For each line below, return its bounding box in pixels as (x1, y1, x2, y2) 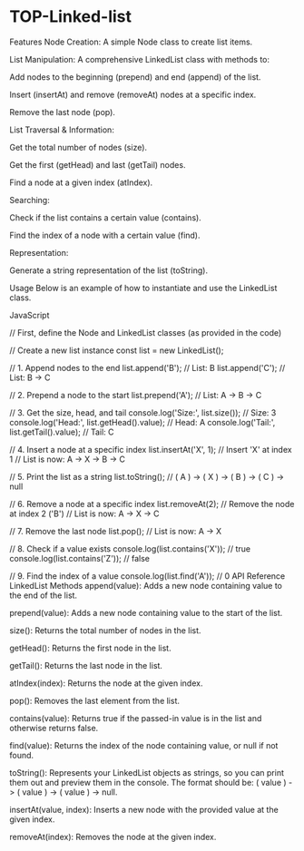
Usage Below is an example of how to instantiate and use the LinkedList (9, 282, 278, 293)
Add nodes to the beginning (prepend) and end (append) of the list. (9, 71, 261, 83)
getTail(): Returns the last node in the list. (9, 660, 163, 670)
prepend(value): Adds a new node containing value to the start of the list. (9, 607, 283, 618)
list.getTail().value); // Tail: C (9, 426, 115, 437)
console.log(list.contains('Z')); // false (9, 553, 150, 563)
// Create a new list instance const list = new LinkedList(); (9, 345, 224, 356)
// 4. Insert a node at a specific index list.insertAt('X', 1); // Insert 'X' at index (9, 444, 292, 455)
